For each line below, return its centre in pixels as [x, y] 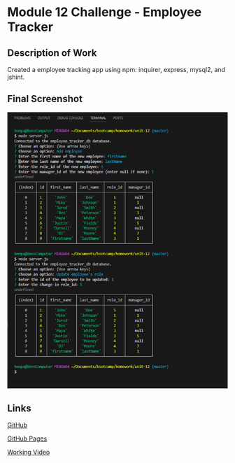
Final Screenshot [45, 99]
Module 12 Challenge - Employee [105, 12]
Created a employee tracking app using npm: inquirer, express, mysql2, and [116, 70]
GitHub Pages [27, 439]
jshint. [16, 77]
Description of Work [52, 53]
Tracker [30, 27]
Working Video [29, 453]
